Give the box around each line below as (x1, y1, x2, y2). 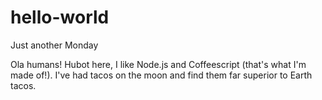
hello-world (10, 6, 110, 29)
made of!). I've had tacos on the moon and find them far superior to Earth (10, 69, 313, 81)
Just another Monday (10, 39, 99, 51)
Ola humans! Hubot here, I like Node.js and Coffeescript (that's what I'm (10, 58, 307, 70)
